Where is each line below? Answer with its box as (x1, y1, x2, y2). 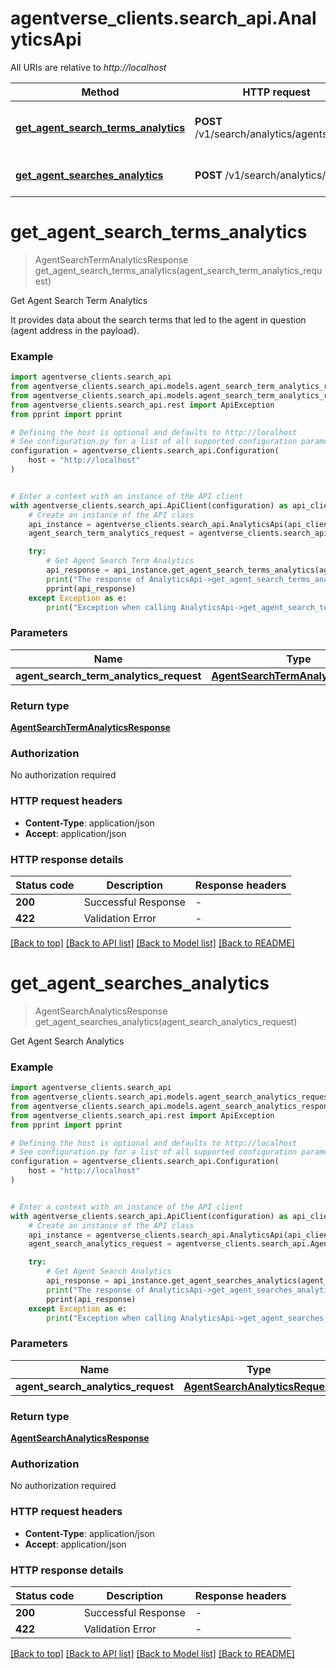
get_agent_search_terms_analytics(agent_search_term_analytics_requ (34, 264, 323, 276)
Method (81, 85, 120, 99)
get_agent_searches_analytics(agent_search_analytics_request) (34, 1015, 298, 1027)
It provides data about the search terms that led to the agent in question (10, 313, 307, 326)
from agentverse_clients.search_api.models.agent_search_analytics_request (10, 1092, 333, 1102)
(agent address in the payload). (10, 324, 140, 336)
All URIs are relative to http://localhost (10, 61, 167, 73)
